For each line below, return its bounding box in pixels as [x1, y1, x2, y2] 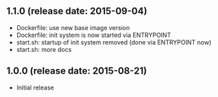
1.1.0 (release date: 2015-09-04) [6, 5, 148, 17]
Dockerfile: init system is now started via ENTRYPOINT [16, 31, 171, 39]
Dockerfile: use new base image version [16, 23, 130, 31]
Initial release [16, 83, 54, 92]
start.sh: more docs [16, 45, 72, 53]
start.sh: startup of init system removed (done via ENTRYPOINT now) [16, 38, 212, 46]
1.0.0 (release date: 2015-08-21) [6, 65, 147, 77]
